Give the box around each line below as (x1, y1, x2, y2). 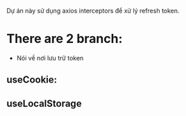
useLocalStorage (6, 97, 82, 109)
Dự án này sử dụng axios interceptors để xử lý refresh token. (6, 7, 180, 15)
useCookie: (6, 74, 58, 86)
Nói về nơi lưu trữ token (16, 53, 84, 62)
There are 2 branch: (6, 31, 123, 47)
